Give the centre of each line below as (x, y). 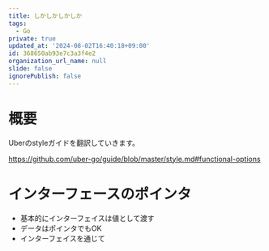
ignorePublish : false (45, 76)
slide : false (30, 69)
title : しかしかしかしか (45, 16)
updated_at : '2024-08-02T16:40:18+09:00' (79, 46)
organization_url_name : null (58, 62)
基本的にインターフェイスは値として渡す (88, 218)
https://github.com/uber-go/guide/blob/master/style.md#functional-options (134, 159)
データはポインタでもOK (61, 228)
